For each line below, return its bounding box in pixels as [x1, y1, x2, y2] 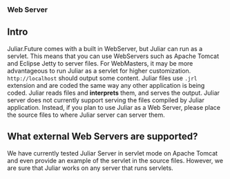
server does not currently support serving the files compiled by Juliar [7, 95, 205, 104]
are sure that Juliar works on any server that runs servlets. [7, 164, 174, 172]
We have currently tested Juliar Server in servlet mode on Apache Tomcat [7, 149, 218, 157]
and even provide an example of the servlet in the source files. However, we [7, 156, 223, 164]
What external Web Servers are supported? [7, 131, 198, 142]
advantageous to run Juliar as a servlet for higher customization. [7, 66, 191, 75]
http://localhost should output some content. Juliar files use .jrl [7, 74, 198, 82]
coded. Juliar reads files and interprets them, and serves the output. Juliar [7, 88, 220, 97]
